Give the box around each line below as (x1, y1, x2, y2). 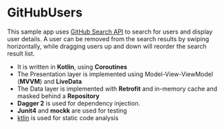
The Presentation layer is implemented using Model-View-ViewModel (16, 70, 214, 78)
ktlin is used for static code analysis (16, 113, 119, 121)
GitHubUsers (7, 5, 82, 21)
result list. (7, 49, 35, 58)
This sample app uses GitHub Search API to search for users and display (7, 27, 213, 36)
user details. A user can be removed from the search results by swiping (7, 34, 210, 43)
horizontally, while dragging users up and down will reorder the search (7, 42, 208, 50)
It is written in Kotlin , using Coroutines (16, 62, 128, 71)
